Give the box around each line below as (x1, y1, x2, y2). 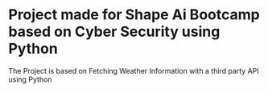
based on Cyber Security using (8, 22, 221, 41)
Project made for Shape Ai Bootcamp (8, 6, 260, 24)
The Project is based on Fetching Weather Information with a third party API (8, 66, 259, 75)
